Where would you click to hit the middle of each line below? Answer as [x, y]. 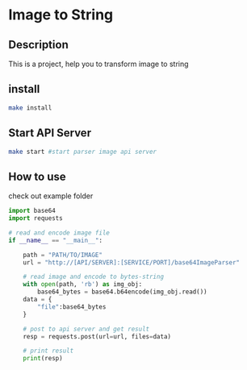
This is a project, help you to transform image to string [98, 64]
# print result [48, 351]
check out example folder [51, 196]
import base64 [32, 211]
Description [38, 45]
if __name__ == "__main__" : [56, 240]
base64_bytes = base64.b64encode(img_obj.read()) [122, 292]
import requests [36, 218]
